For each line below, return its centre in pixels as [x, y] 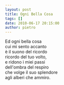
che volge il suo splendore [32, 72]
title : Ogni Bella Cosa [29, 14]
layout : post [18, 9]
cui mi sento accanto [26, 47]
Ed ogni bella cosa [24, 41]
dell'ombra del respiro [27, 67]
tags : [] [14, 18]
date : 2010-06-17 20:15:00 [32, 23]
